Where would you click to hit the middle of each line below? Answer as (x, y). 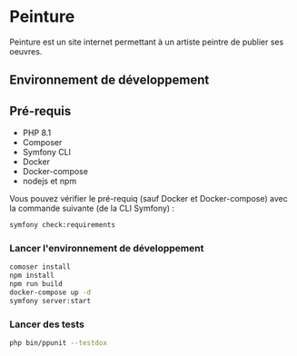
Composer (42, 143)
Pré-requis (40, 111)
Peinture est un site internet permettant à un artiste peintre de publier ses (147, 42)
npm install (32, 276)
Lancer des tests (47, 324)
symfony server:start (50, 301)
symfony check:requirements (63, 225)
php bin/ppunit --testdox (58, 342)
